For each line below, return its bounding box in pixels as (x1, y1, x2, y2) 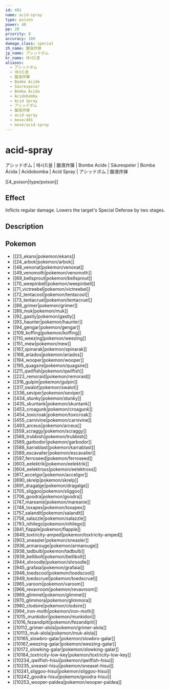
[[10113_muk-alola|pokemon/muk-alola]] (12, 630, 97, 636)
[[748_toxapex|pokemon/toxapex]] (12, 504, 86, 510)
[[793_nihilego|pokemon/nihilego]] (12, 520, 86, 527)
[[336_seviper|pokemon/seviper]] (12, 389, 84, 396)
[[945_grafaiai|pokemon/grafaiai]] (12, 564, 84, 570)
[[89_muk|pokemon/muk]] (12, 308, 68, 314)
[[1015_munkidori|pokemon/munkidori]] (12, 613, 96, 620)
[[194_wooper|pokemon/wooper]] (12, 357, 84, 363)
